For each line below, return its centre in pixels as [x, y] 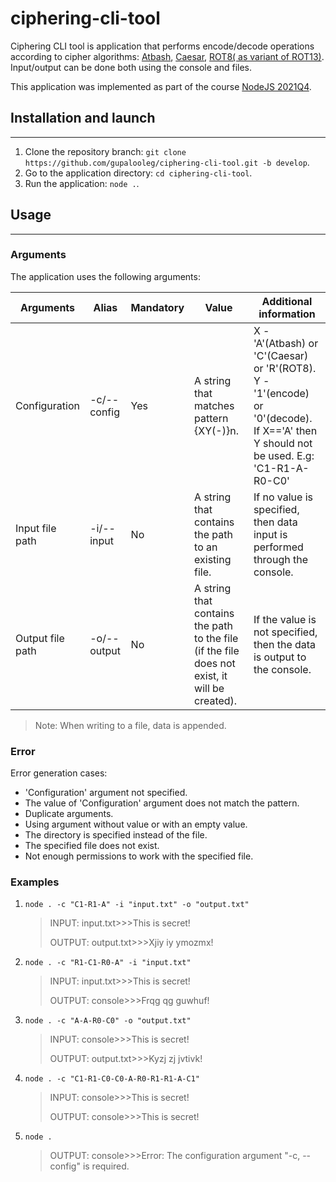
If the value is [285, 619]
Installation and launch [83, 118]
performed [278, 547]
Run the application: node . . [82, 183]
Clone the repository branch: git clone [105, 151]
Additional [287, 301]
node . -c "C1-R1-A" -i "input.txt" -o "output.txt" [137, 905]
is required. [106, 1166]
